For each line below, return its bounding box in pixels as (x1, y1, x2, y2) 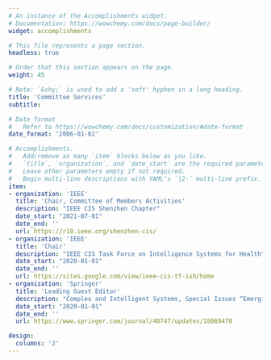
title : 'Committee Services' (8, 93, 106, 101)
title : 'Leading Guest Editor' (15, 287, 121, 295)
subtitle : (8, 100, 42, 109)
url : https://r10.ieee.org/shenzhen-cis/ (15, 227, 157, 235)
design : (8, 332, 35, 340)
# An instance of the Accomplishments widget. (8, 11, 168, 20)
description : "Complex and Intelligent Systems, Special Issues (15, 295, 236, 303)
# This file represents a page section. (8, 41, 147, 49)
